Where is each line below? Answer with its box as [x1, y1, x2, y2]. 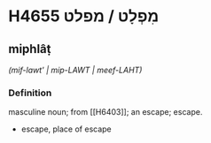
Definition [8, 87, 52, 99]
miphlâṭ [8, 41, 51, 56]
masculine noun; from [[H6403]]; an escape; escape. [8, 107, 203, 117]
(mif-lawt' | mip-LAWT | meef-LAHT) [8, 64, 143, 75]
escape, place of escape [20, 124, 112, 134]
